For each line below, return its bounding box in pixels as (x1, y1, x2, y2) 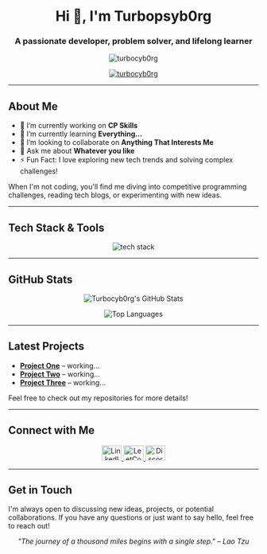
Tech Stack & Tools (8, 220, 105, 234)
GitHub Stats (8, 272, 73, 286)
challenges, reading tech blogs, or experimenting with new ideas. (8, 190, 222, 200)
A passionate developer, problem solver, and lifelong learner (14, 36, 253, 47)
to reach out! (8, 521, 50, 531)
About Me (8, 99, 58, 113)
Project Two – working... (19, 369, 101, 379)
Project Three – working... (19, 377, 106, 387)
